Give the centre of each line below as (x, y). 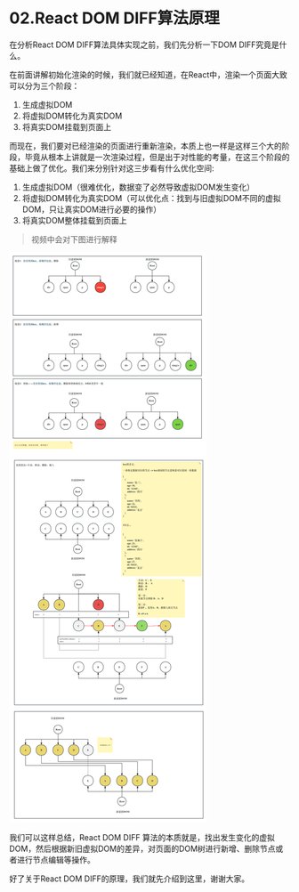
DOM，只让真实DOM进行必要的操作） (92, 209)
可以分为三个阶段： (44, 85)
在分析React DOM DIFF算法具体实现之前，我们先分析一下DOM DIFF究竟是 (145, 45)
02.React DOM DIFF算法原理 (114, 18)
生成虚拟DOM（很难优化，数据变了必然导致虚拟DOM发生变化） (138, 187)
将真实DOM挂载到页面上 (67, 126)
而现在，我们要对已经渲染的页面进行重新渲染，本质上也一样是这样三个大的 (145, 146)
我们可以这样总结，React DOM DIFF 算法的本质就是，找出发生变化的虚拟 (142, 837)
